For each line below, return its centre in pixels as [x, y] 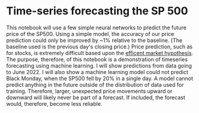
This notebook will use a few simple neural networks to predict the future [97, 28]
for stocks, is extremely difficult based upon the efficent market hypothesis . [100, 53]
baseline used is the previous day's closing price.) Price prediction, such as [99, 47]
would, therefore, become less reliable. [55, 103]
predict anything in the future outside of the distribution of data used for [95, 84]
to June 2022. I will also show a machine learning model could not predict [97, 72]
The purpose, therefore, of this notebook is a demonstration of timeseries [97, 59]
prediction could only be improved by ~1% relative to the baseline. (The [94, 40]
